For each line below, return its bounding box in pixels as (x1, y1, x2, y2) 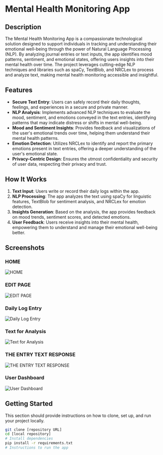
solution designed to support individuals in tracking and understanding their (5, 41, 157, 47)
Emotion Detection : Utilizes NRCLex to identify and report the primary (12, 140, 153, 146)
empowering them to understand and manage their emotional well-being (12, 224, 158, 230)
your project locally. (5, 417, 45, 423)
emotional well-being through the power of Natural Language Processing (5, 46, 152, 52)
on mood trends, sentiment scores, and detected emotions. (12, 214, 131, 220)
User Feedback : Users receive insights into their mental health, (12, 219, 139, 225)
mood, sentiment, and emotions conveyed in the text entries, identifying (12, 114, 157, 120)
